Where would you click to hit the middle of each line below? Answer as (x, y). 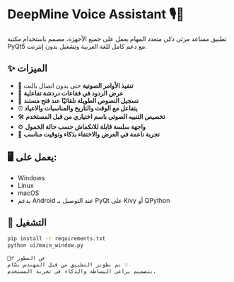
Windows (31, 177)
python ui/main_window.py (45, 245)
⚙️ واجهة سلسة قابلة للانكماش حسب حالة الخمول (82, 127)
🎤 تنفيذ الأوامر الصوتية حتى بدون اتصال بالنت (75, 86)
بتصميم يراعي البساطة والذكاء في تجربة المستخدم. (82, 271)
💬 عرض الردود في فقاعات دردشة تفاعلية (70, 93)
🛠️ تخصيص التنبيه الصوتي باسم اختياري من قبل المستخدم (91, 116)
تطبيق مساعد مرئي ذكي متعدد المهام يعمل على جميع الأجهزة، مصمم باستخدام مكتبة (117, 39)
